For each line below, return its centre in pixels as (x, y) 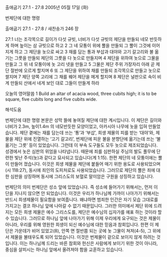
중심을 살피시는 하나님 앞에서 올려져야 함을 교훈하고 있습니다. (64, 249)
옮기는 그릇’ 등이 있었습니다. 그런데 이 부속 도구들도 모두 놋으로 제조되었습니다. (82, 145)
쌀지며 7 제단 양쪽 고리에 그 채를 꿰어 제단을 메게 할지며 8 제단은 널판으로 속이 (81, 77)
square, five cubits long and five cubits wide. (51, 99)
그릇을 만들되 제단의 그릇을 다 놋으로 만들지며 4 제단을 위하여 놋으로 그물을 (87, 58)
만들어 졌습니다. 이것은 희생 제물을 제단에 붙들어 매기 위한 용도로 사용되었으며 (85, 164)
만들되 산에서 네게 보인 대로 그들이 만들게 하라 (55, 83)
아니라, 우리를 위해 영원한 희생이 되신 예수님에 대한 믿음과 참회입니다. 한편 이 (80, 224)
